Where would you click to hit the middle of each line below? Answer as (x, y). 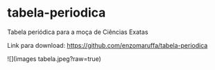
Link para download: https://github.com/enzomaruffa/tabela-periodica (108, 45)
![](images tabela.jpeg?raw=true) (54, 59)
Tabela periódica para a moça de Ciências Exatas (78, 32)
